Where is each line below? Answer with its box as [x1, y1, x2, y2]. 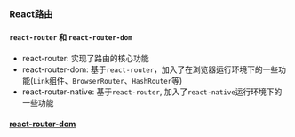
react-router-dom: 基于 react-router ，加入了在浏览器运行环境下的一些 [21, 64, 279, 75]
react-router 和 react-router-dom [9, 31, 133, 42]
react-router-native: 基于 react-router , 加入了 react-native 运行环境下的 [21, 86, 283, 97]
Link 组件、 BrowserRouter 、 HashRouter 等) [32, 76, 183, 86]
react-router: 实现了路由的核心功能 [21, 53, 149, 64]
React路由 [9, 7, 53, 20]
